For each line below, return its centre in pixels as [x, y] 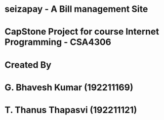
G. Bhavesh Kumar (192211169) [69, 87]
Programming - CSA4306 [58, 42]
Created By [28, 65]
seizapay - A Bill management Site [76, 9]
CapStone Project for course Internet [82, 32]
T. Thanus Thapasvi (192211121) [71, 110]
